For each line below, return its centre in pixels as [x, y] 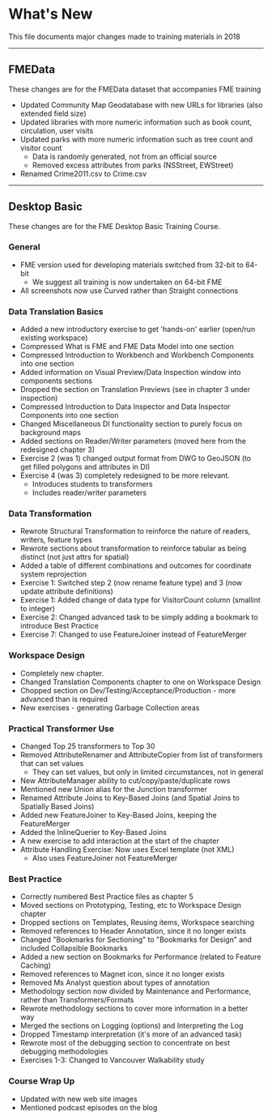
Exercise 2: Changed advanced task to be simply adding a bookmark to [139, 617]
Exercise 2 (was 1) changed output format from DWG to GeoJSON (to [136, 458]
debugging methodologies [64, 1052]
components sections [56, 381]
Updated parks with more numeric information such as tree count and [136, 139]
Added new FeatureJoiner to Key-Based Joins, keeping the [118, 816]
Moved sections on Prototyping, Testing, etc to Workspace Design [130, 905]
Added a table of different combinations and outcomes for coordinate [136, 566]
